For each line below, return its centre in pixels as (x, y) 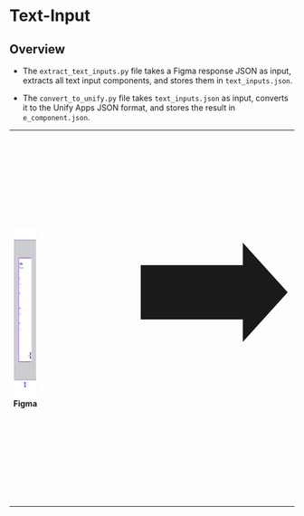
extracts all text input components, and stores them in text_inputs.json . (157, 81)
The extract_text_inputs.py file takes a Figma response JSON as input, (157, 71)
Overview (38, 49)
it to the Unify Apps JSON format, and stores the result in (129, 108)
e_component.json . (56, 117)
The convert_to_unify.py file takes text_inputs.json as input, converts (155, 98)
